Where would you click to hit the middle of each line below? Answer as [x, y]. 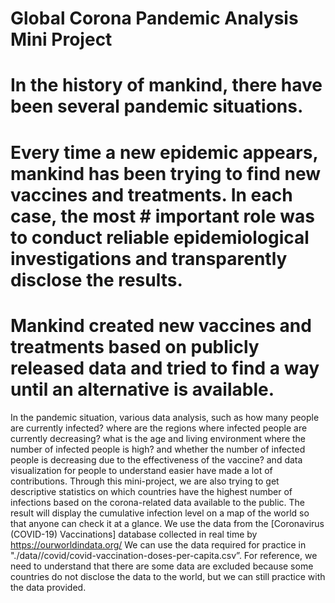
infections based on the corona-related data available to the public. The [158, 502]
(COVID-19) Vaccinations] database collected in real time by [134, 534]
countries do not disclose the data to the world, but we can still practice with [168, 576]
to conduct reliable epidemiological [160, 237]
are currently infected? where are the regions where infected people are [159, 428]
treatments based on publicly [135, 346]
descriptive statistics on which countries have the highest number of [151, 491]
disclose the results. [96, 279]
